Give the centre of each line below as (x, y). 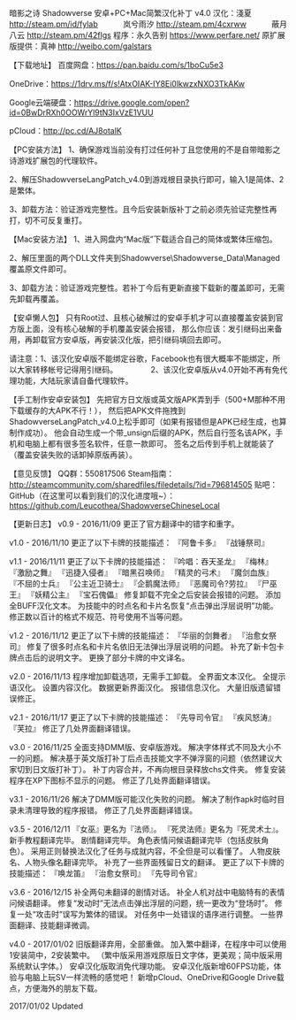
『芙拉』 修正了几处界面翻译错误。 (72, 729)
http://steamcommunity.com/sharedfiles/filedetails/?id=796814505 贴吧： (144, 484)
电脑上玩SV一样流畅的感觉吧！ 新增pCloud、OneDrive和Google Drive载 (154, 977)
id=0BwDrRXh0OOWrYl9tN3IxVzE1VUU (81, 112)
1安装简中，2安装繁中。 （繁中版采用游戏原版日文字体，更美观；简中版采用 (146, 955)
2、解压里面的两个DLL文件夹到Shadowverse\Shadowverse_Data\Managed (145, 258)
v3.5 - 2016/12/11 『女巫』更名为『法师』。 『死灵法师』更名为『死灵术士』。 (146, 829)
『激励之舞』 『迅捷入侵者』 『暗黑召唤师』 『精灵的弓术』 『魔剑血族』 (141, 572)
